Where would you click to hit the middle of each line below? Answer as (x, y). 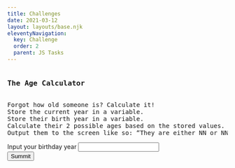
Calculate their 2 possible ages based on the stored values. (116, 126)
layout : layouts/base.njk (45, 27)
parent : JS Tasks (39, 53)
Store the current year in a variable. (76, 112)
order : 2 (26, 46)
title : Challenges (34, 14)
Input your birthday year (42, 147)
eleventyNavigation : (37, 33)
